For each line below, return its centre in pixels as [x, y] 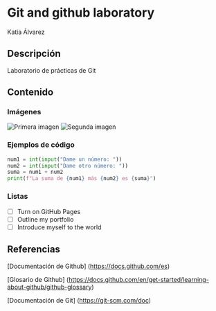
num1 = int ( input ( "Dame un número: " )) [65, 159]
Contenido [30, 92]
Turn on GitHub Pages [49, 211]
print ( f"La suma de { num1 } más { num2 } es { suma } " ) [82, 179]
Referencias [34, 250]
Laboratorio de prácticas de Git [52, 70]
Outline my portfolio [45, 219]
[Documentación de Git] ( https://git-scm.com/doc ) [79, 300]
